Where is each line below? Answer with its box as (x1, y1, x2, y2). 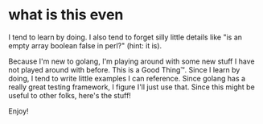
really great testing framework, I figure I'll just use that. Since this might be (8, 82, 255, 92)
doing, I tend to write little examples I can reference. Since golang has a (8, 73, 246, 83)
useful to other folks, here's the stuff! (8, 90, 131, 100)
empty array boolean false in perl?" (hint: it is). (8, 40, 162, 50)
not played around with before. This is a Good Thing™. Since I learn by (8, 64, 240, 74)
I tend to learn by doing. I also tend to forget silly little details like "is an (8, 32, 243, 42)
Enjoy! (8, 106, 30, 116)
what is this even (8, 6, 124, 24)
